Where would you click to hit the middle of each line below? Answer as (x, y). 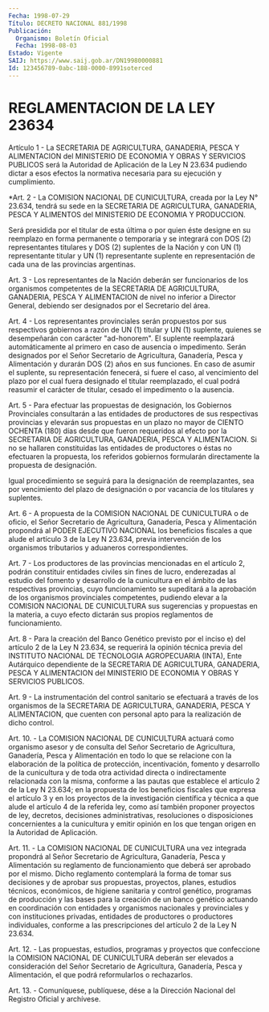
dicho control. (31, 722)
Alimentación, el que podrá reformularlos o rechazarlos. (100, 974)
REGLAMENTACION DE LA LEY (112, 107)
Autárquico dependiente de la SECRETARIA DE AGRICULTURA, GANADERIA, (134, 664)
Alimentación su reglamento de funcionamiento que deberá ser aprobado (130, 865)
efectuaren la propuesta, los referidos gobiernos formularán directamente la (134, 456)
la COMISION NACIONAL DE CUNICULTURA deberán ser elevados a (121, 957)
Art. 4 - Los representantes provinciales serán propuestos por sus (118, 321)
